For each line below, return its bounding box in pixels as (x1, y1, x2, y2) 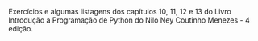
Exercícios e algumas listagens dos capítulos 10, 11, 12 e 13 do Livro (8, 7, 231, 16)
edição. (8, 24, 34, 33)
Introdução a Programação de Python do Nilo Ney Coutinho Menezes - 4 (8, 15, 250, 25)
